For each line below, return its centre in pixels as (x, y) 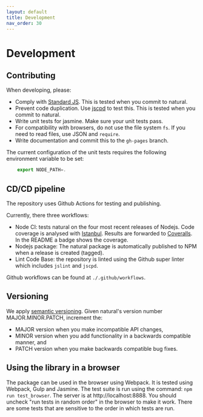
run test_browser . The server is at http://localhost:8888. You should (92, 395)
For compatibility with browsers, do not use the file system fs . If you (100, 127)
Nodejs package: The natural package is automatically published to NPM (106, 246)
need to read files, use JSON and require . (67, 134)
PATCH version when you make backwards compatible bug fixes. (96, 348)
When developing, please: (39, 90)
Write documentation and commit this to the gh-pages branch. (92, 141)
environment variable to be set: (45, 159)
